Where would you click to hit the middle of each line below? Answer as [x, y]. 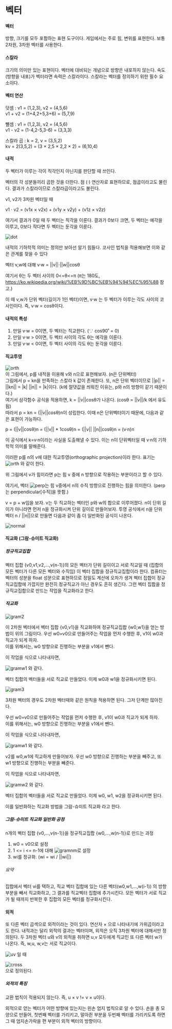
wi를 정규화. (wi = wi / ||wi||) [42, 857]
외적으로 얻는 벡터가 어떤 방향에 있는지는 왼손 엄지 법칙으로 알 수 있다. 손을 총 [83, 1008]
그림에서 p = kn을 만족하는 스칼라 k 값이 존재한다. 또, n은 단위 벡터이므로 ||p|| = [85, 381]
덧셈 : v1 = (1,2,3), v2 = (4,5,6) [36, 108]
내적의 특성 [16, 318]
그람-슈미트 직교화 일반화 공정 [35, 819]
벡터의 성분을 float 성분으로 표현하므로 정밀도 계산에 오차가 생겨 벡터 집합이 [81, 577]
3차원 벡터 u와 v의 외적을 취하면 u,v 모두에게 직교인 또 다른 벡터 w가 [94, 937]
